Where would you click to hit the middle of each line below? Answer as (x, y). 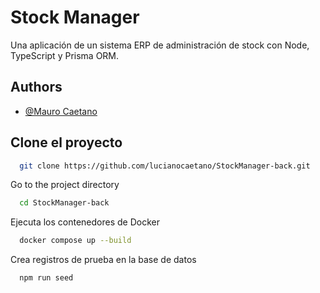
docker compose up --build (75, 241)
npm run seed (46, 278)
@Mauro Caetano (61, 111)
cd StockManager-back (64, 203)
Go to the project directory (65, 185)
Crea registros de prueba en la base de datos (103, 260)
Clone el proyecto (66, 142)
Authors (36, 87)
